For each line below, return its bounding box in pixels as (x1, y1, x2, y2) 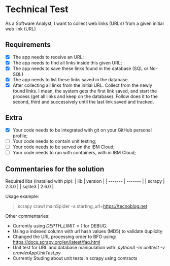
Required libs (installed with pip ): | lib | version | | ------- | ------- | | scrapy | (5, 178, 165, 184)
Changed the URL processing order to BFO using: (12, 234, 117, 240)
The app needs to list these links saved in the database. (12, 76, 129, 82)
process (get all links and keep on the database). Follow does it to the (12, 93, 158, 99)
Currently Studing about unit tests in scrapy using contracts (12, 255, 138, 261)
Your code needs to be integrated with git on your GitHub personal (12, 127, 152, 133)
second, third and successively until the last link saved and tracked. (12, 99, 154, 105)
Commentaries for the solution (5, 164, 105, 173)
